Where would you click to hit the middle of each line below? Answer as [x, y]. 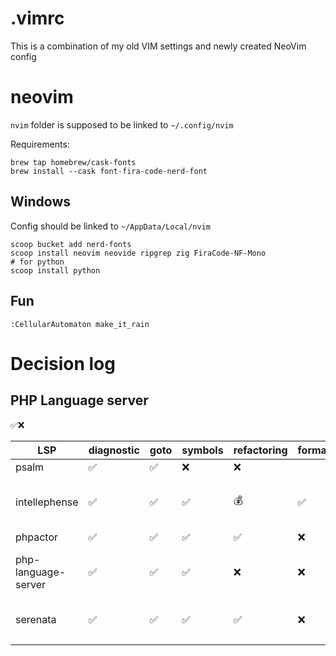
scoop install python [55, 270]
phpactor [37, 537]
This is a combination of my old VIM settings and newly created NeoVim [158, 46]
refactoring [260, 450]
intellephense [47, 502]
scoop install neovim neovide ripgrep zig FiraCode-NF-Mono [138, 253]
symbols [202, 450]
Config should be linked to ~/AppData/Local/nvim [110, 226]
